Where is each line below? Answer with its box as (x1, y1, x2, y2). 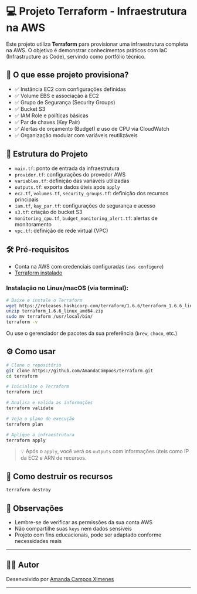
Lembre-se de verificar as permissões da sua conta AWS (14, 518, 153, 525)
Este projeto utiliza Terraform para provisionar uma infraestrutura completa (6, 40, 189, 47)
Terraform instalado (14, 269, 63, 276)
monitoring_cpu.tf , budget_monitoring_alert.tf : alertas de (14, 215, 158, 222)
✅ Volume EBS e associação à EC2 (14, 92, 100, 99)
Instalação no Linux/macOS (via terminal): (6, 284, 129, 292)
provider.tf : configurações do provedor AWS (14, 171, 126, 178)
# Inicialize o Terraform (6, 383, 69, 390)
